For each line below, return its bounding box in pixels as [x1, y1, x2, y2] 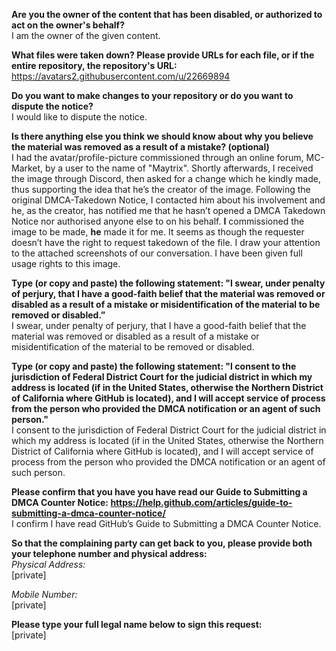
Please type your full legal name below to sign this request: [11, 619, 263, 630]
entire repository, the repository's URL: [11, 60, 178, 71]
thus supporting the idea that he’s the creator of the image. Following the [11, 184, 311, 195]
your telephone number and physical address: [11, 548, 208, 559]
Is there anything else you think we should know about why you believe [11, 130, 314, 142]
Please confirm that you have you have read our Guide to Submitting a [11, 486, 308, 498]
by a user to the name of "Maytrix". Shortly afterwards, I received [45, 162, 314, 174]
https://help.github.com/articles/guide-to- [110, 497, 293, 508]
